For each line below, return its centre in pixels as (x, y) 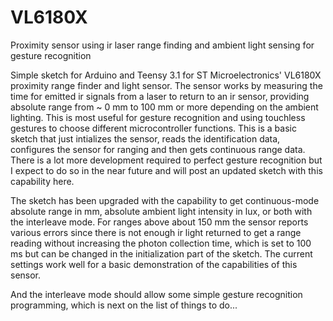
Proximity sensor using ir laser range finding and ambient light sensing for (162, 45)
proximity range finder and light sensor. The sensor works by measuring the (166, 85)
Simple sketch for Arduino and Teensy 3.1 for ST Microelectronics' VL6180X (166, 75)
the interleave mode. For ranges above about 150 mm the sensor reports (159, 222)
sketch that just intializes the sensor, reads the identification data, (145, 138)
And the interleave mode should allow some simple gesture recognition (156, 294)
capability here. (42, 181)
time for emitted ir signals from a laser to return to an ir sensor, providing (160, 96)
